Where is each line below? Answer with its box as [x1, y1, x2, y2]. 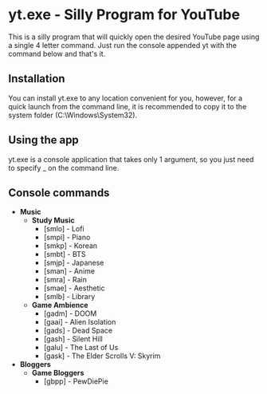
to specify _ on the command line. [8, 163, 120, 172]
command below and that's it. [8, 49, 106, 58]
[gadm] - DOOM [43, 309, 97, 318]
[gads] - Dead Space [43, 325, 113, 336]
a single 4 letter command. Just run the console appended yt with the [8, 40, 238, 49]
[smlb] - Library [43, 292, 96, 301]
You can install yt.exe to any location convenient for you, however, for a [8, 93, 243, 103]
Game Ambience [31, 301, 89, 310]
